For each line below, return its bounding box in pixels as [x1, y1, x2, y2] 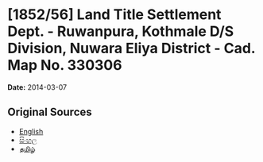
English [18, 126, 44, 136]
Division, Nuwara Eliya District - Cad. [7, 40, 256, 57]
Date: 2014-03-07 [7, 82, 68, 92]
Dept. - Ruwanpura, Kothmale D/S [7, 22, 234, 40]
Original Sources [7, 106, 92, 119]
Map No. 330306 [7, 56, 122, 75]
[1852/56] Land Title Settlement [7, 6, 222, 24]
